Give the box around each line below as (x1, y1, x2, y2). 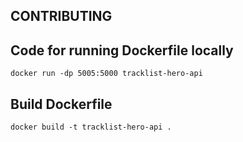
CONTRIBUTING (10, 8, 113, 25)
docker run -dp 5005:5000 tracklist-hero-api (10, 69, 203, 79)
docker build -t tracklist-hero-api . (10, 122, 172, 133)
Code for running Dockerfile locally (10, 42, 234, 59)
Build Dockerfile (10, 95, 113, 113)
